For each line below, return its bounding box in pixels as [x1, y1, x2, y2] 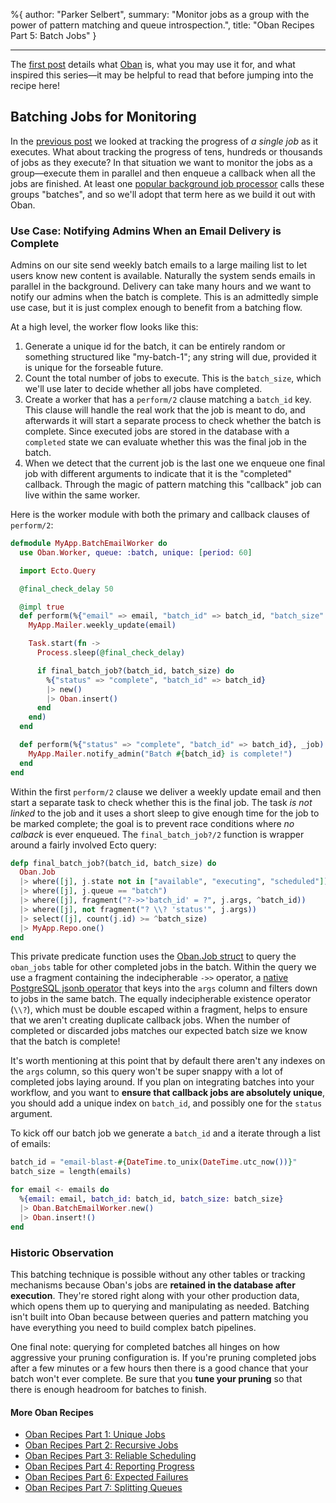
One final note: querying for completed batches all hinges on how [10, 1340, 281, 1353]
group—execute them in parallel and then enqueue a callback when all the [10, 167, 316, 179]
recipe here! [10, 80, 60, 91]
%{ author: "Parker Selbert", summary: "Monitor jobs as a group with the [10, 9, 310, 20]
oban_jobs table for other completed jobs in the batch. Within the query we [10, 961, 317, 973]
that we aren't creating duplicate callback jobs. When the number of [10, 1014, 291, 1026]
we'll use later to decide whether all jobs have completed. [24, 383, 263, 395]
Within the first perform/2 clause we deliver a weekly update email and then [10, 785, 322, 798]
